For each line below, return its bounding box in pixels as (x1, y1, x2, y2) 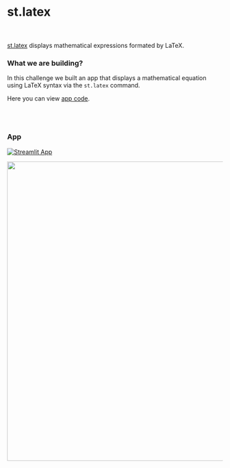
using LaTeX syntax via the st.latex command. (7, 81, 140, 90)
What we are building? (7, 58, 84, 68)
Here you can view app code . (7, 94, 90, 103)
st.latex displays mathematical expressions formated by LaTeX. (7, 41, 185, 49)
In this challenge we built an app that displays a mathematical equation (7, 74, 207, 82)
